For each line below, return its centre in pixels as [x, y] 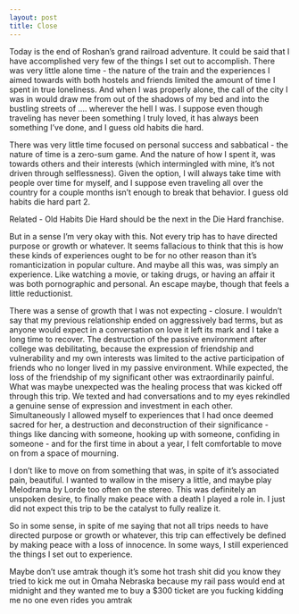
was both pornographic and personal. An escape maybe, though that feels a [149, 283]
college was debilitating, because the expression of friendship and [132, 349]
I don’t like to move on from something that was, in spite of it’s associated [144, 470]
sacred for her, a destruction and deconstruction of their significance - [139, 425]
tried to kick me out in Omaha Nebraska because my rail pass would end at [147, 581]
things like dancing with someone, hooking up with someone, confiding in [145, 433]
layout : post [33, 17]
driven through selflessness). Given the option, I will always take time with [145, 173]
